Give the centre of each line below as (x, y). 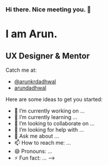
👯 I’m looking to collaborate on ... (54, 123)
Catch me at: (21, 70)
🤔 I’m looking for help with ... (49, 129)
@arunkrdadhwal (35, 81)
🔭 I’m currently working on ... (49, 111)
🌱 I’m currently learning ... (46, 117)
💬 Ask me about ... (36, 136)
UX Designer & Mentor (48, 56)
